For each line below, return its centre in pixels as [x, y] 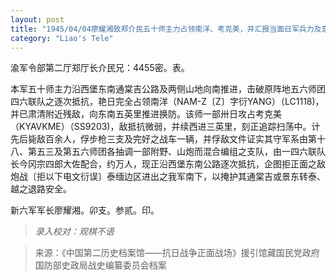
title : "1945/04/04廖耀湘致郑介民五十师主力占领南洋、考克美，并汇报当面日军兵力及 [166, 29]
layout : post [37, 19]
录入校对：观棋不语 [74, 232]
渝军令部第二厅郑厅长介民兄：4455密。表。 [100, 68]
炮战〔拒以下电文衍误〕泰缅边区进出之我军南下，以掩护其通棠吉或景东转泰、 [168, 177]
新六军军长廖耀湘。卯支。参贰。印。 [85, 210]
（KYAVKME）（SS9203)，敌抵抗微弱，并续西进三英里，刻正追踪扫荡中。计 [165, 127]
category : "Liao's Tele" [62, 38]
